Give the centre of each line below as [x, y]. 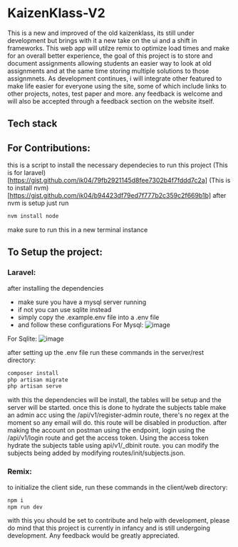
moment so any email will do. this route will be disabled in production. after [117, 423]
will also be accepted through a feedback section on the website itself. [111, 101]
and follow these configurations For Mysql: [81, 325]
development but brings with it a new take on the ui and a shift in [102, 40]
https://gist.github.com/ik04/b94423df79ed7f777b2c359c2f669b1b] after [118, 196]
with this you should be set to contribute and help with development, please [119, 521]
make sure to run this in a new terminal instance [78, 230]
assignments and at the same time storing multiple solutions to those [108, 71]
